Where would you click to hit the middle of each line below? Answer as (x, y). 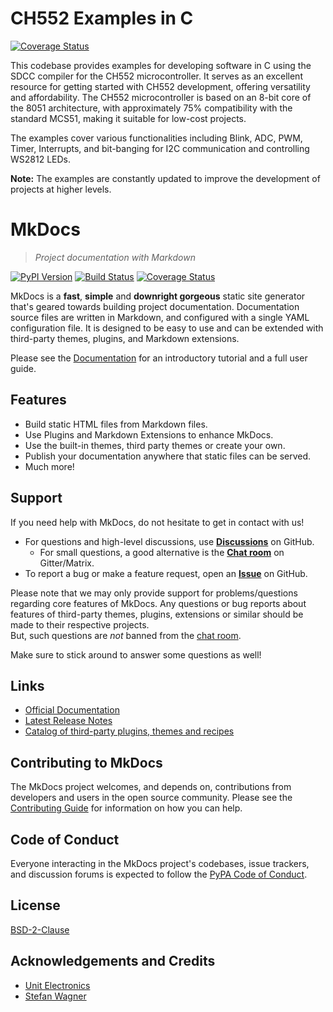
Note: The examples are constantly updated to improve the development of (165, 178)
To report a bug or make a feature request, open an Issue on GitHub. (166, 573)
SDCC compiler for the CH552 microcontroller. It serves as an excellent (156, 76)
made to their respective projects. (80, 624)
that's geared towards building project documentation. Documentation (155, 306)
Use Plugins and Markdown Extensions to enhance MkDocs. (149, 434)
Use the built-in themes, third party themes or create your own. (155, 445)
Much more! (49, 466)
